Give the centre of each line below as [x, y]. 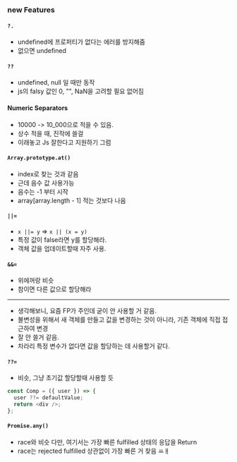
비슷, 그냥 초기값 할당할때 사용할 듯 [66, 378]
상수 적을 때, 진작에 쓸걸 [50, 133]
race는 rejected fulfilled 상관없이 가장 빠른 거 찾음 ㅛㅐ [93, 451]
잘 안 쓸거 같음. [38, 337]
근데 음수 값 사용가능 [46, 183]
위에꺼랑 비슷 [36, 281]
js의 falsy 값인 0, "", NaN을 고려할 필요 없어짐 [81, 91]
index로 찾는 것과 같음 [48, 174]
